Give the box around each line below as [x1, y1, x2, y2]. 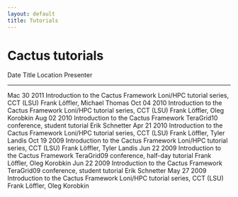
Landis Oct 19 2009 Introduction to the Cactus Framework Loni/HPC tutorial [7, 136, 228, 145]
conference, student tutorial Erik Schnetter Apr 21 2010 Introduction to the [7, 121, 223, 130]
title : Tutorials [7, 17, 59, 24]
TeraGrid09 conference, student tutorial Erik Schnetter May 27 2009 [7, 167, 207, 175]
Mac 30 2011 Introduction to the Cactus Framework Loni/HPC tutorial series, [7, 91, 229, 100]
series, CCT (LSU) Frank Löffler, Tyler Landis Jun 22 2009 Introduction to [7, 144, 222, 152]
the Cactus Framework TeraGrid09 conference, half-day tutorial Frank [7, 152, 212, 160]
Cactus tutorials [7, 47, 104, 64]
